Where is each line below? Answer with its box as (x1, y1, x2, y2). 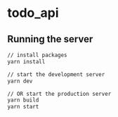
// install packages (7, 51, 68, 58)
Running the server (7, 33, 93, 45)
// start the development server (7, 70, 105, 78)
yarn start (7, 104, 39, 111)
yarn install (7, 58, 46, 65)
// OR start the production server (7, 90, 112, 97)
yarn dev (7, 78, 33, 85)
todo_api (7, 5, 59, 21)
